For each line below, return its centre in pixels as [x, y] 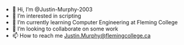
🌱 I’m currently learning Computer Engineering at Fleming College [95, 22]
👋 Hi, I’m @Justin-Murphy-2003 [52, 9]
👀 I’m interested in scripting [46, 16]
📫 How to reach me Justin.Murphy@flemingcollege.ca [81, 36]
